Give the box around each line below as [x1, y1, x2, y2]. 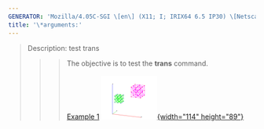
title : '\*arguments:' [8, 20, 82, 29]
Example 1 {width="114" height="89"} [66, 112, 244, 121]
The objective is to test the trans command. [66, 59, 208, 68]
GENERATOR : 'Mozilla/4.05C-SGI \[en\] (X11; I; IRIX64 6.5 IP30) [8, 13, 226, 20]
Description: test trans [27, 43, 100, 52]
